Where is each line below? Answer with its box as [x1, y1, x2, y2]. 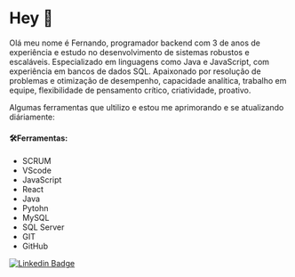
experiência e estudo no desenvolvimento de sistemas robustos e [9, 46, 251, 57]
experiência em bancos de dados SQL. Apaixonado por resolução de [9, 66, 261, 77]
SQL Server [21, 222, 65, 232]
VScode [21, 165, 52, 176]
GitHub [21, 240, 49, 252]
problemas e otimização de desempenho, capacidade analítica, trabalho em [9, 75, 287, 86]
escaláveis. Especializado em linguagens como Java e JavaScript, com [9, 56, 269, 67]
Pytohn [21, 203, 49, 214]
